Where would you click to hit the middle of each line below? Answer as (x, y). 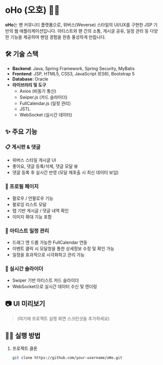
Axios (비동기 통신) (38, 91)
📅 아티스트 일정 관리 (27, 231)
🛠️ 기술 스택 (22, 54)
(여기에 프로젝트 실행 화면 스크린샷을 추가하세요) (63, 319)
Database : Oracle (30, 79)
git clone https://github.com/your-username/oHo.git (67, 358)
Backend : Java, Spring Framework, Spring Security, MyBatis (73, 68)
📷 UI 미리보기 (25, 304)
